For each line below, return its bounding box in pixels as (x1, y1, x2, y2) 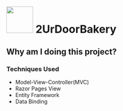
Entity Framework (15, 91, 60, 98)
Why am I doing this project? (6, 46, 117, 57)
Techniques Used (6, 64, 60, 73)
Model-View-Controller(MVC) (15, 78, 90, 86)
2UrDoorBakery (35, 22, 117, 36)
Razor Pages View (15, 85, 61, 92)
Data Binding (15, 98, 47, 105)
